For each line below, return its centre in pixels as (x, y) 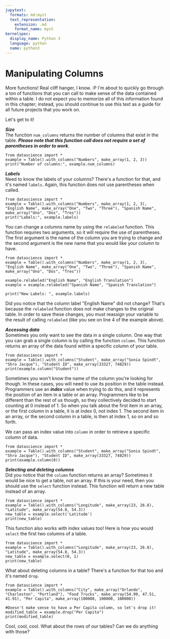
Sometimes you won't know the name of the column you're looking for (79, 378)
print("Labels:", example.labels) (42, 217)
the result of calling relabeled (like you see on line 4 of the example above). (85, 319)
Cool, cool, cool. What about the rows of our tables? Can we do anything (82, 626)
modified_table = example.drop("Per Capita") (54, 612)
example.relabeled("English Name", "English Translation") (69, 280)
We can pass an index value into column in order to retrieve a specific (78, 431)
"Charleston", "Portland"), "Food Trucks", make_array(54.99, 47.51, (81, 594)
